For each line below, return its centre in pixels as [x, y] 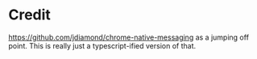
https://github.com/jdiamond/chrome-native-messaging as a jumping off [129, 37]
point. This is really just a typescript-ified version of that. [102, 45]
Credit [29, 15]
